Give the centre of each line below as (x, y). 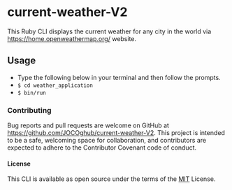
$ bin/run (32, 93)
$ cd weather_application (55, 85)
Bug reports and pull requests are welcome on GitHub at (88, 125)
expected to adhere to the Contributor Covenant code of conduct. (102, 148)
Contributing (29, 110)
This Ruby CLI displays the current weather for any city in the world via (109, 31)
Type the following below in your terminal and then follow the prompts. (119, 77)
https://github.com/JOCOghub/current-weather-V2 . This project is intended (116, 133)
